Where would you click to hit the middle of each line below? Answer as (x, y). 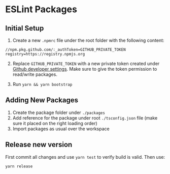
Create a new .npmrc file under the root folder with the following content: (88, 40)
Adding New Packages (42, 100)
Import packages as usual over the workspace (61, 129)
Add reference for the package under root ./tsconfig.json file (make (85, 118)
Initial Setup (25, 28)
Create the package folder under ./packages (59, 112)
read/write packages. (35, 74)
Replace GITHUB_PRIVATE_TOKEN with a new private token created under (86, 64)
